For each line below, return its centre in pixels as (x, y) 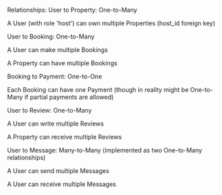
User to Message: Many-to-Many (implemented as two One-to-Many (105, 150)
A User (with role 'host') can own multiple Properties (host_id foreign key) (111, 23)
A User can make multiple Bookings (58, 50)
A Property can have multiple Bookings (63, 63)
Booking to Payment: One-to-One (55, 76)
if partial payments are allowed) (69, 97)
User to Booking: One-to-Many (51, 36)
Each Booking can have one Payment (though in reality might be (98, 90)
